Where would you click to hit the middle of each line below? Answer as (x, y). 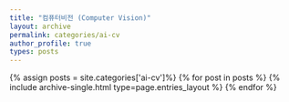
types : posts (34, 52)
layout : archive (40, 26)
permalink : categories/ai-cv (65, 35)
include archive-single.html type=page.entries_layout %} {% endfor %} (143, 87)
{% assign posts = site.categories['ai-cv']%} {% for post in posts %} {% (145, 77)
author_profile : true (51, 43)
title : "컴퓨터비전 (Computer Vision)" (81, 18)
